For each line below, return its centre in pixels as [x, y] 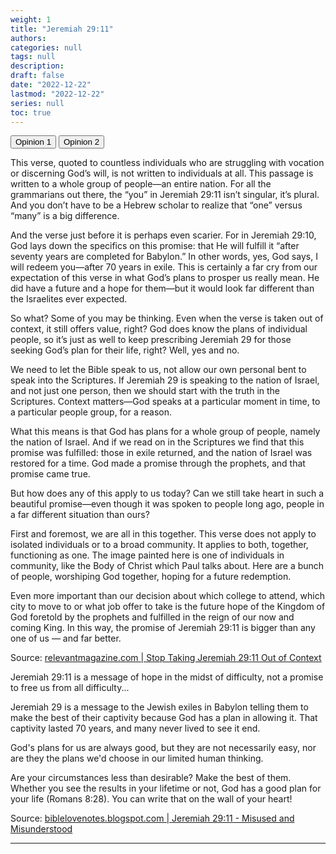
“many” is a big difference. [65, 216]
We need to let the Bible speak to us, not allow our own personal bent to [158, 370]
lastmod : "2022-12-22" [57, 94]
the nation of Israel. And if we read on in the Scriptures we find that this [157, 442]
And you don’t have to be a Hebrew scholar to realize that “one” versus [156, 205]
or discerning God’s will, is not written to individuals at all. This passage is [162, 173]
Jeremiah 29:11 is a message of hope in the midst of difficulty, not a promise [167, 677]
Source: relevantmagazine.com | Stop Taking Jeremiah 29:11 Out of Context [166, 658]
